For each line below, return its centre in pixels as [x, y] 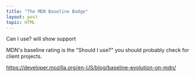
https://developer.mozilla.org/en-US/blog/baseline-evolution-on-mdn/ [91, 68]
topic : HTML [21, 22]
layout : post [22, 17]
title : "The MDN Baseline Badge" [47, 11]
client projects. [24, 57]
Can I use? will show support [41, 39]
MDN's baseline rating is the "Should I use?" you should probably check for [98, 50]
